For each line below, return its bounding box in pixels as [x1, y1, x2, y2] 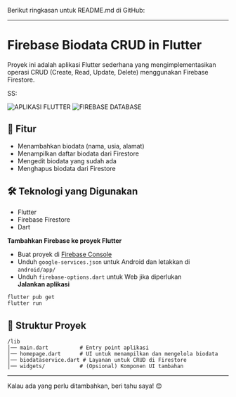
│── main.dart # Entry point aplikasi [7, 344, 150, 351]
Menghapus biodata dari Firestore [17, 164, 116, 172]
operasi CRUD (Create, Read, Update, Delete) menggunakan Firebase [7, 68, 209, 76]
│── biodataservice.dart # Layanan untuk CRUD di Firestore [7, 357, 188, 364]
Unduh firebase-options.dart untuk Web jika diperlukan [17, 272, 182, 281]
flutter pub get [7, 294, 55, 301]
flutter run [7, 300, 42, 307]
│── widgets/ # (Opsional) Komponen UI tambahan [7, 363, 184, 370]
